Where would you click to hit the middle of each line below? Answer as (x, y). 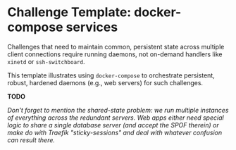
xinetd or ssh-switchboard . (46, 61)
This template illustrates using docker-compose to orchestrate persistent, (111, 75)
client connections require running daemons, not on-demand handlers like (115, 54)
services (92, 27)
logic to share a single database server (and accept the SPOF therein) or (113, 125)
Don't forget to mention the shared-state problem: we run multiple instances (118, 110)
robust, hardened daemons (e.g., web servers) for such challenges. (105, 82)
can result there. (31, 140)
